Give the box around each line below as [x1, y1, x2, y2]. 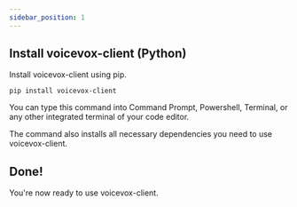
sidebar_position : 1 [9, 12, 86, 22]
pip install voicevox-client [9, 86, 117, 96]
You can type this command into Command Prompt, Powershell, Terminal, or [9, 102, 288, 113]
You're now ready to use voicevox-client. [9, 187, 159, 198]
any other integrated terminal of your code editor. [9, 112, 190, 123]
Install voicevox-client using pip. [9, 69, 127, 80]
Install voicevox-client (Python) [9, 46, 187, 61]
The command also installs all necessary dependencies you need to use [9, 129, 273, 139]
